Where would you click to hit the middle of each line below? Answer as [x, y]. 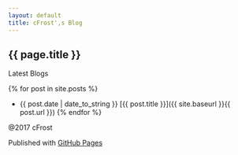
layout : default [35, 15]
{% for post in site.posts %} [53, 89]
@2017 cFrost [30, 127]
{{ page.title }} [45, 55]
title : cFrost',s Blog [45, 23]
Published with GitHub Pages [56, 143]
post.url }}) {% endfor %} [61, 113]
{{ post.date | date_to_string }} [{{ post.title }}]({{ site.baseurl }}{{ [125, 104]
